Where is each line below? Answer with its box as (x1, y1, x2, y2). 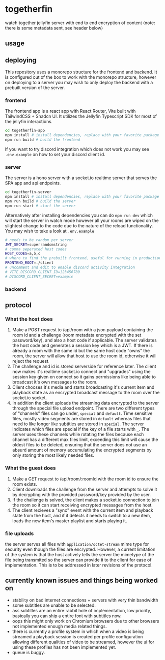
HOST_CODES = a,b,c (5, 251, 41, 256)
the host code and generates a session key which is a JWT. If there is (12, 343, 153, 348)
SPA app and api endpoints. (5, 180, 61, 186)
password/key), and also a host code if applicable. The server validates (12, 337, 157, 343)
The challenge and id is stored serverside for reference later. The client (12, 363, 156, 370)
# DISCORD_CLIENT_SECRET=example (5, 274, 74, 279)
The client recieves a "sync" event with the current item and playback (12, 507, 154, 513)
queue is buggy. (12, 649, 45, 655)
